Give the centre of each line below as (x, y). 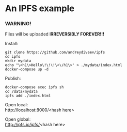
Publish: (13, 79)
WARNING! (18, 24)
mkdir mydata (18, 61)
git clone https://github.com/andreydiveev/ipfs (55, 52)
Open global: (18, 119)
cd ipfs (13, 57)
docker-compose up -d (27, 69)
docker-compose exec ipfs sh (34, 87)
